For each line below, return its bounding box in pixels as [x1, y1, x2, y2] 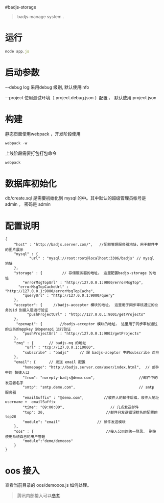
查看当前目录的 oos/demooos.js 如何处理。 [5, 482, 92, 488]
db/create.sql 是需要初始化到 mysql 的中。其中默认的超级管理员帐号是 [5, 195, 146, 201]
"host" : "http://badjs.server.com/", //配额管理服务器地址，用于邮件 [14, 242, 155, 247]
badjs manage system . [17, 14, 65, 19]
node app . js [5, 49, 29, 54]
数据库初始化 [5, 178, 57, 189]
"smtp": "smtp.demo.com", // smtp [23, 385, 154, 390]
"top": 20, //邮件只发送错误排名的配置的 [23, 410, 158, 415]
